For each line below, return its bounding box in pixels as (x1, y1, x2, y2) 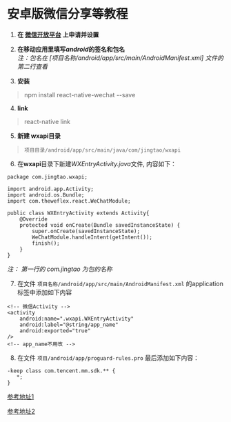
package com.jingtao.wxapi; (7, 173, 88, 180)
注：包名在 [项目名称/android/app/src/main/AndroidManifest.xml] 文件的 (17, 53, 224, 62)
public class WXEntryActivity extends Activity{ (7, 210, 150, 217)
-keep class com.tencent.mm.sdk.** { (7, 367, 116, 374)
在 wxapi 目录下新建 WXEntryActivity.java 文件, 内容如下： (17, 159, 177, 168)
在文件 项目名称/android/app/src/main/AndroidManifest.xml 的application (17, 279, 224, 288)
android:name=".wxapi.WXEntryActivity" (19, 315, 134, 322)
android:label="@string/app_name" (19, 321, 119, 328)
